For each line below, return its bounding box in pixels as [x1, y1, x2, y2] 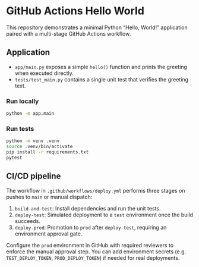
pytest [6, 155, 23, 161]
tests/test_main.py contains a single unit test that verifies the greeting [14, 76, 189, 83]
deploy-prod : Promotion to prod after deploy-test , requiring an [14, 224, 167, 231]
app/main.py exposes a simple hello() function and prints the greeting [14, 63, 187, 70]
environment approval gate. [14, 230, 83, 237]
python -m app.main [6, 111, 55, 117]
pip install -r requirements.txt [6, 149, 89, 155]
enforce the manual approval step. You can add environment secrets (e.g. [6, 248, 187, 255]
